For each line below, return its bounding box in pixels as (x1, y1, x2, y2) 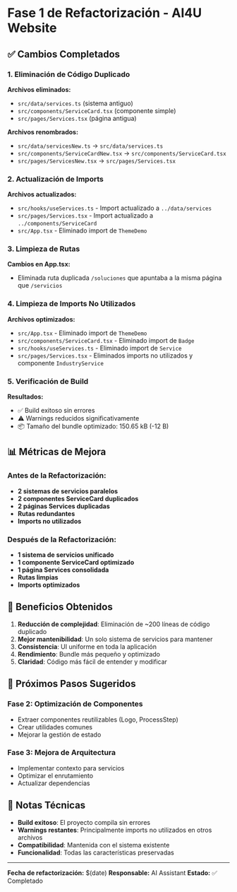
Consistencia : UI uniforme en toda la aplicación (17, 642, 157, 651)
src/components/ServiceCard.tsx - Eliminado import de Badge (17, 336, 195, 344)
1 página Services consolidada (17, 565, 109, 574)
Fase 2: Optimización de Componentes (7, 699, 143, 709)
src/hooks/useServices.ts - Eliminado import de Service (17, 344, 182, 352)
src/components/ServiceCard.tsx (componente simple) (17, 106, 176, 115)
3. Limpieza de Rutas (7, 244, 80, 254)
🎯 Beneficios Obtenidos (7, 601, 113, 613)
